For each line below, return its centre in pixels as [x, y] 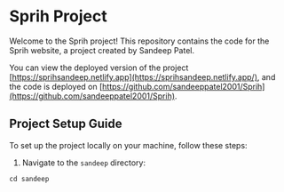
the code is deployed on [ [56, 86]
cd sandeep [29, 179]
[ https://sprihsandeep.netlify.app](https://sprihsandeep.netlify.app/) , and [142, 76]
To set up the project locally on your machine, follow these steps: [128, 145]
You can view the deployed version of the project [99, 68]
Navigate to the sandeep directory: [84, 163]
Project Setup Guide [66, 124]
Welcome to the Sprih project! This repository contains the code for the [139, 41]
